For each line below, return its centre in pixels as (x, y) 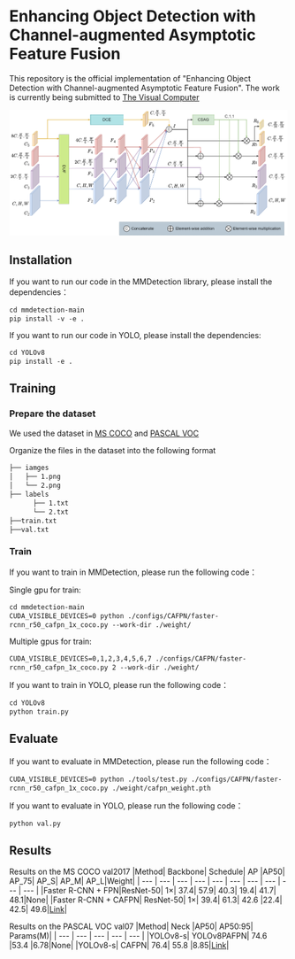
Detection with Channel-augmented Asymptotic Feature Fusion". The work (144, 88)
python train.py (39, 712)
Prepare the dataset (53, 414)
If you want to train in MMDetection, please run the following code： (133, 572)
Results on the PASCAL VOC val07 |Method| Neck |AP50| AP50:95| (131, 926)
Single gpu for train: (45, 590)
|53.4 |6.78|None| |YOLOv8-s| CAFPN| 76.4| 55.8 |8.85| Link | (119, 946)
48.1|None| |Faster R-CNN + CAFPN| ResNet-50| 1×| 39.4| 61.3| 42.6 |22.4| (146, 900)
